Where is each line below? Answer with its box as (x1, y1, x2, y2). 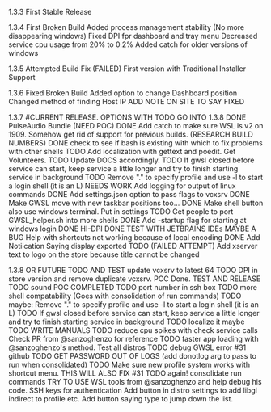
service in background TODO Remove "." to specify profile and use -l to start (8, 173, 264, 182)
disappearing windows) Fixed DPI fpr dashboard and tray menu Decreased (8, 32, 258, 40)
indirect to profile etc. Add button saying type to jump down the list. (8, 394, 233, 403)
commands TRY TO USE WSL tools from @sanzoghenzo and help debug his (8, 377, 262, 386)
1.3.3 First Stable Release (8, 7, 92, 16)
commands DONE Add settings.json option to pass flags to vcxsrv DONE (8, 190, 251, 199)
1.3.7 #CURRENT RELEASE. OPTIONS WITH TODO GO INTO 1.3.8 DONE (8, 112, 247, 122)
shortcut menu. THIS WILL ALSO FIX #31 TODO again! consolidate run (8, 368, 243, 378)
